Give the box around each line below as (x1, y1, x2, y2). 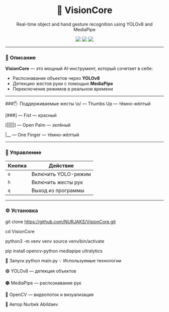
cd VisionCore (5, 228, 35, 234)
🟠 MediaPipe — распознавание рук (5, 280, 81, 286)
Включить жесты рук (31, 178, 83, 185)
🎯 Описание (5, 54, 36, 61)
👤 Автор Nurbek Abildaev (5, 301, 58, 307)
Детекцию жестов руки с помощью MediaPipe (12, 80, 113, 87)
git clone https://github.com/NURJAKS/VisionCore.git (5, 219, 116, 225)
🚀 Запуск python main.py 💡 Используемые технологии (5, 257, 122, 263)
